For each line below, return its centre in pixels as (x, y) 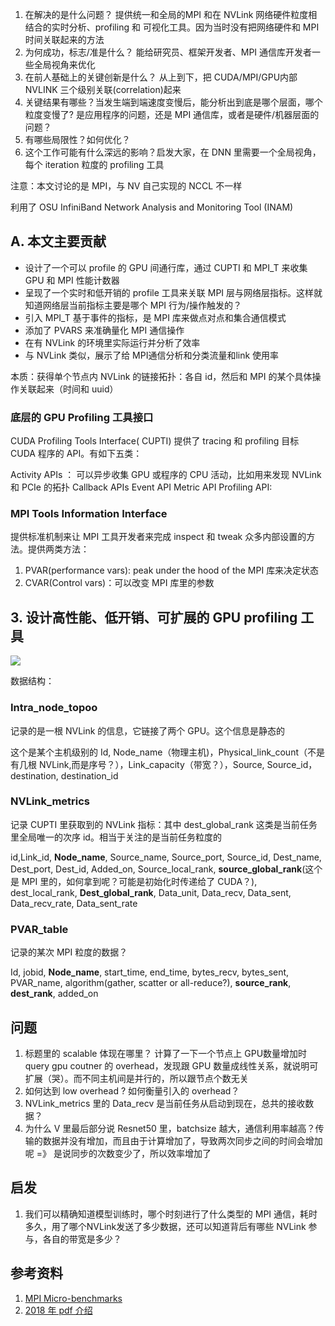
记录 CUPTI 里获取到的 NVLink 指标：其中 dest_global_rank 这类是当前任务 (164, 824)
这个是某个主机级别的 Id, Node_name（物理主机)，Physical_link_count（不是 (167, 752)
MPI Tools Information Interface (89, 514)
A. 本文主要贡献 (58, 241)
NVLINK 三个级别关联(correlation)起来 (103, 89)
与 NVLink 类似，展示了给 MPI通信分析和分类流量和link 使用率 (152, 355)
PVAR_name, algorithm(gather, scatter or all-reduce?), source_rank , (151, 983)
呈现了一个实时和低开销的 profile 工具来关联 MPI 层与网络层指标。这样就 (173, 292)
